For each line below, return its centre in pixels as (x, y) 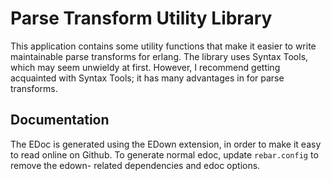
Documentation (60, 120)
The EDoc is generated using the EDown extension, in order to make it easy (166, 144)
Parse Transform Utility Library (141, 18)
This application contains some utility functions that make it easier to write (163, 46)
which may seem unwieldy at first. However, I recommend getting (145, 67)
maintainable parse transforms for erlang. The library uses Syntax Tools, (159, 56)
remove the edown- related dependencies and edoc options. (135, 165)
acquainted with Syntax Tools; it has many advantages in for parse (147, 78)
